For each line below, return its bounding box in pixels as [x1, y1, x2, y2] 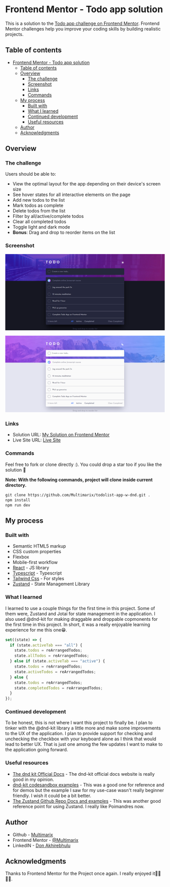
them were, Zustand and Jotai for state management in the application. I [5, 611, 156, 617]
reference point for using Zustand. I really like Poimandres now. [12, 803, 145, 809]
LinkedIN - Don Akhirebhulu [12, 842, 71, 848]
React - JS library [12, 565, 50, 571]
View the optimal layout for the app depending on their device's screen [12, 181, 161, 187]
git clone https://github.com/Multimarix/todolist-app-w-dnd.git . [5, 492, 151, 497]
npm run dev [5, 502, 30, 508]
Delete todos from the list [12, 208, 66, 214]
